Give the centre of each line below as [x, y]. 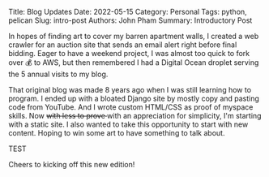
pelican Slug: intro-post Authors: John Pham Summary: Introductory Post [130, 20]
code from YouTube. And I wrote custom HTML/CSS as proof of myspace [131, 107]
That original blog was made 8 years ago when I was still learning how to [130, 90]
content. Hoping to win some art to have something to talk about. [117, 133]
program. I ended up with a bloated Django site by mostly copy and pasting [134, 98]
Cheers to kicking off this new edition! [72, 164]
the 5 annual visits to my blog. [58, 74]
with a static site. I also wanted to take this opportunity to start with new [128, 124]
